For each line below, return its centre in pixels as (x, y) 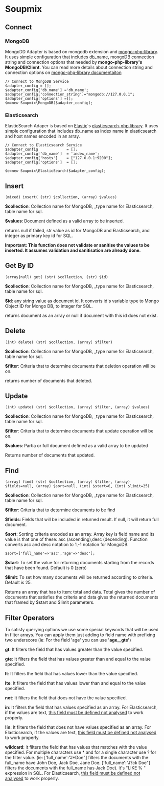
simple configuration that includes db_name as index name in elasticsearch (81, 131)
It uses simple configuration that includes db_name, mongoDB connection (80, 57)
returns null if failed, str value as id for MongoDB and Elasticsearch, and (78, 230)
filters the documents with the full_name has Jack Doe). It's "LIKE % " (75, 768)
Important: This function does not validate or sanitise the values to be (77, 245)
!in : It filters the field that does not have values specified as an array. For (78, 727)
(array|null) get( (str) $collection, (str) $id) (57, 277)
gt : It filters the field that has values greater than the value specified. (74, 649)
